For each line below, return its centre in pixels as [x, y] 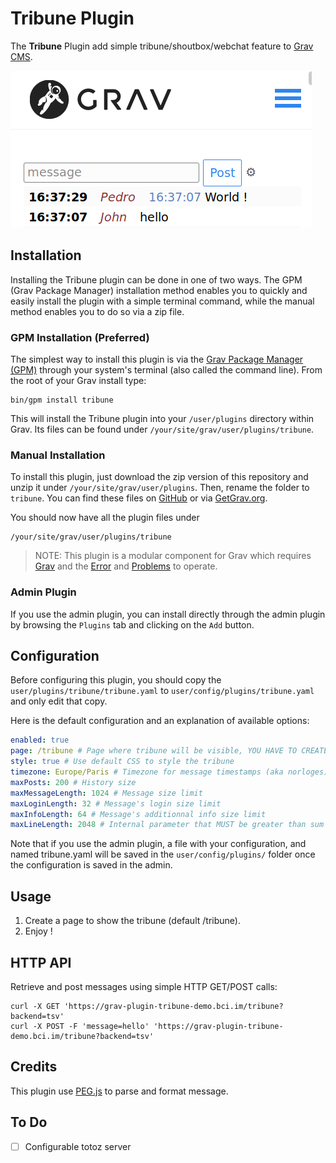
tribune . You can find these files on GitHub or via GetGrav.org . [139, 498]
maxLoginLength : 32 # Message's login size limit [116, 803]
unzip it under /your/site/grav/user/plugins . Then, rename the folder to [160, 488]
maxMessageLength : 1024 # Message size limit [106, 793]
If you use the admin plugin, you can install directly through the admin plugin [168, 614]
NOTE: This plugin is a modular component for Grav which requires [173, 556]
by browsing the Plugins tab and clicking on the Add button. [132, 624]
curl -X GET [35, 1006]
